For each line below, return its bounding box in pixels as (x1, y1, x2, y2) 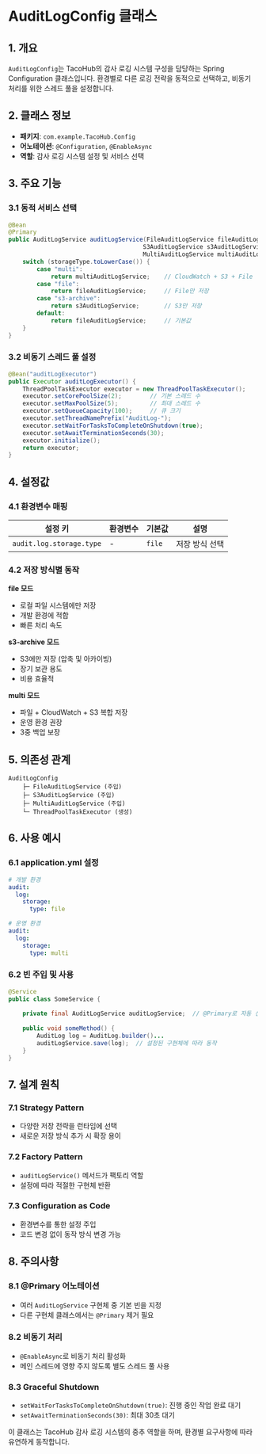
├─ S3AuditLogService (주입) (22, 792, 116, 800)
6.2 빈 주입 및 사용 (8, 969, 74, 980)
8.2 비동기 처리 (8, 1332, 63, 1343)
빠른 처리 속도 (19, 620, 63, 630)
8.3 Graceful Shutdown (8, 1381, 100, 1392)
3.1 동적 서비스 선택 (8, 203, 78, 214)
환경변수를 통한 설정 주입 (19, 1219, 97, 1229)
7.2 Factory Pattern (8, 1151, 83, 1162)
